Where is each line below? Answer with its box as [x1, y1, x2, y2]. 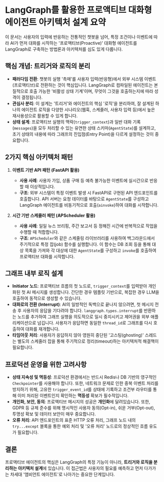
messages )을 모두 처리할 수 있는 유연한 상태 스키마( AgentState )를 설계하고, [14, 125, 156, 131]
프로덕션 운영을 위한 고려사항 [5, 360, 87, 369]
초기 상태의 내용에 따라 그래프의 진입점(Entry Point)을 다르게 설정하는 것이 [12, 131, 154, 137]
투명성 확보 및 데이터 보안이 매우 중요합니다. [12, 411, 96, 417]
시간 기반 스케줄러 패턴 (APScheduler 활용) [12, 212, 95, 218]
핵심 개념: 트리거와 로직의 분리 [5, 62, 91, 70]
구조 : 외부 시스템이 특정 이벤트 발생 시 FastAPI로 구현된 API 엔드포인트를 [19, 189, 158, 195]
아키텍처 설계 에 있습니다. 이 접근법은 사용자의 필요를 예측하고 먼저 [18, 465, 143, 471]
